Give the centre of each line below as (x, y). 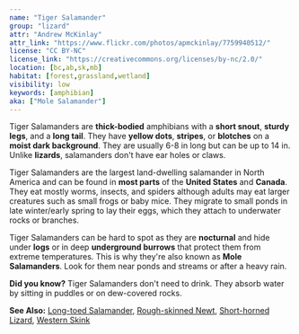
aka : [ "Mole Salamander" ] (57, 101)
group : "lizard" (40, 26)
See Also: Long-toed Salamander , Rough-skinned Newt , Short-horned (140, 311)
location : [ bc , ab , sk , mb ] (56, 68)
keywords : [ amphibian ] (52, 92)
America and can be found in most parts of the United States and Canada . (148, 182)
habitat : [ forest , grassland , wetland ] (80, 76)
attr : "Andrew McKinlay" (56, 34)
